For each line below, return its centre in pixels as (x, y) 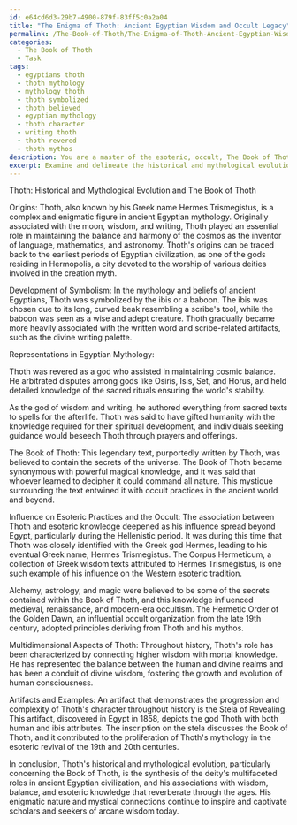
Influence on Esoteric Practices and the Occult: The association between (142, 517)
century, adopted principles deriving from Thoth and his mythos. (127, 628)
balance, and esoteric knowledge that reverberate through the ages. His (140, 792)
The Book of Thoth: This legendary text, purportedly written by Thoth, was (145, 453)
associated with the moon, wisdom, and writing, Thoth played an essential (144, 226)
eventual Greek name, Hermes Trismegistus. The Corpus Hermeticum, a (141, 554)
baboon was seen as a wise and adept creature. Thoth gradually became (142, 318)
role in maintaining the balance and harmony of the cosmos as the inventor (145, 236)
